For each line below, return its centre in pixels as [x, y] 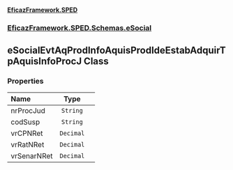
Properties [25, 81]
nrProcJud [28, 111]
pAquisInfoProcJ [45, 61]
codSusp [25, 122]
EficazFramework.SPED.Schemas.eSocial [80, 28]
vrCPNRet [27, 134]
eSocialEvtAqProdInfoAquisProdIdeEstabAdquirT [116, 50]
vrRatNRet [28, 145]
